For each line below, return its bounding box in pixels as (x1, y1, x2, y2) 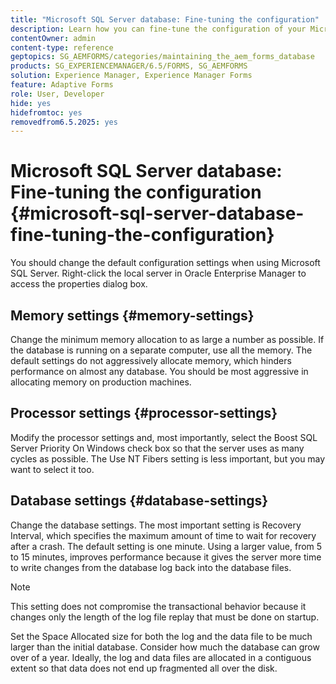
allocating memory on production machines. (10, 376, 192, 388)
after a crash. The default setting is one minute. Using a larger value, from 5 (10, 540, 323, 552)
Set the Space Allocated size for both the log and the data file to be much (10, 630, 313, 642)
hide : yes (10, 98, 52, 108)
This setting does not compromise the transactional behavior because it (10, 600, 307, 612)
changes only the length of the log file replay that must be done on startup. (10, 611, 320, 623)
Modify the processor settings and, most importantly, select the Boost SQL (10, 431, 318, 443)
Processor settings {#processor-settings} (10, 405, 278, 422)
